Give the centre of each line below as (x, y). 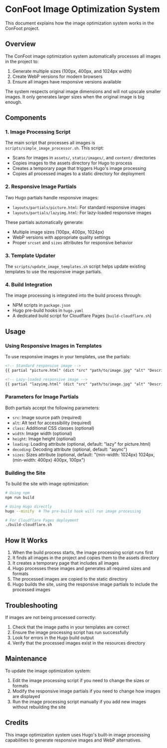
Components (26, 118)
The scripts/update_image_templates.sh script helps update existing (75, 266)
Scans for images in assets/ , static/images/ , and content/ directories (84, 158)
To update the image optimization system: (48, 671)
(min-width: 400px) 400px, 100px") (49, 460)
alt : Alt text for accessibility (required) (52, 423)
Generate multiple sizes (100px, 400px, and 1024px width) (72, 71)
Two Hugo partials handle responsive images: (52, 197)
